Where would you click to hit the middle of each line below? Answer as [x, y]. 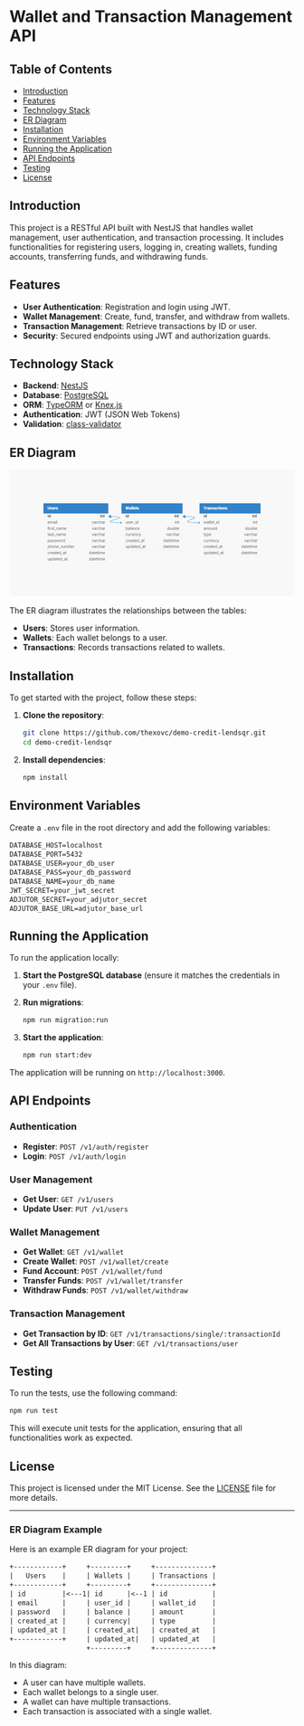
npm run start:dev [57, 1056]
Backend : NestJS [55, 385]
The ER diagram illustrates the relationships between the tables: [128, 611]
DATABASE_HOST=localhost [56, 845]
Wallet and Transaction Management [151, 17]
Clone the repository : [63, 716]
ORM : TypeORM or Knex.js [72, 405]
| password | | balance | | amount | [113, 1612]
